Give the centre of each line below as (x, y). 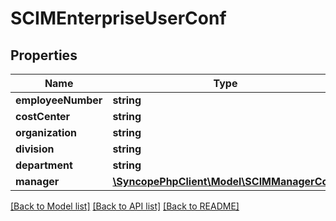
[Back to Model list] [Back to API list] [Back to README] (125, 206)
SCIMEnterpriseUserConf (118, 18)
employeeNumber (59, 100)
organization (46, 132)
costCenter (43, 116)
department (44, 165)
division (35, 149)
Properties (44, 55)
